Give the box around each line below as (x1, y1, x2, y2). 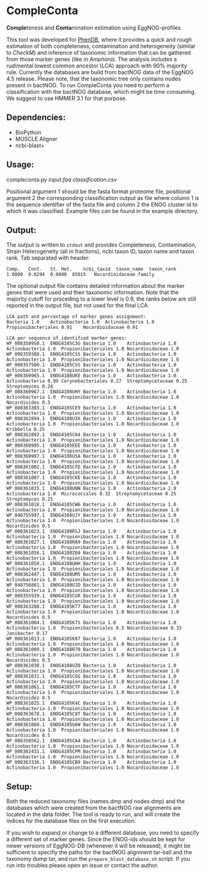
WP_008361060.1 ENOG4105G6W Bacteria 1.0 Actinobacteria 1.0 (6, 722, 176, 728)
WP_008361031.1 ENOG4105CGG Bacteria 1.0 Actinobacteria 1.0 (6, 673, 176, 680)
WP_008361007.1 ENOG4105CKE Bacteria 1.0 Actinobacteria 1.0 (6, 475, 176, 481)
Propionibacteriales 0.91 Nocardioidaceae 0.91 (6, 325, 138, 331)
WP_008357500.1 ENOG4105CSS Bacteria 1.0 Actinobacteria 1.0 (6, 362, 176, 368)
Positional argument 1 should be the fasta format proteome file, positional (6, 188, 191, 195)
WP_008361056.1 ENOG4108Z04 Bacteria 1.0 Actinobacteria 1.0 (6, 550, 176, 556)
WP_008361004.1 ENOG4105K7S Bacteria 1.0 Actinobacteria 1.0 (6, 620, 176, 626)
